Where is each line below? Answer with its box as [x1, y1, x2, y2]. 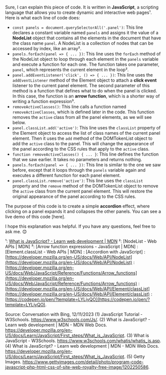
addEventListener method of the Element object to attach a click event [12, 77, 157, 83]
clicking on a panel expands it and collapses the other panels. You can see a [5, 208, 161, 214]
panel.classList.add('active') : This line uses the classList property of [12, 125, 161, 131]
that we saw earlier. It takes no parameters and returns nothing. [12, 157, 142, 162]
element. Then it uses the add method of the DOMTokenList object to [12, 135, 153, 141]
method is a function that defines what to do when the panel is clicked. [12, 88, 157, 94]
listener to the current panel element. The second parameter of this [12, 83, 150, 89]
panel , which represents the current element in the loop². [12, 67, 129, 73]
